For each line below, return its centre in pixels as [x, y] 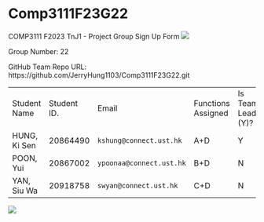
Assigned [211, 113]
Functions [212, 103]
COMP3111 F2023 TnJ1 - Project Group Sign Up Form [94, 36]
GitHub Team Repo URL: [48, 67]
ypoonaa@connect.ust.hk [141, 163]
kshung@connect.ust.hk [139, 140]
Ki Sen [24, 145]
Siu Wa [25, 191]
